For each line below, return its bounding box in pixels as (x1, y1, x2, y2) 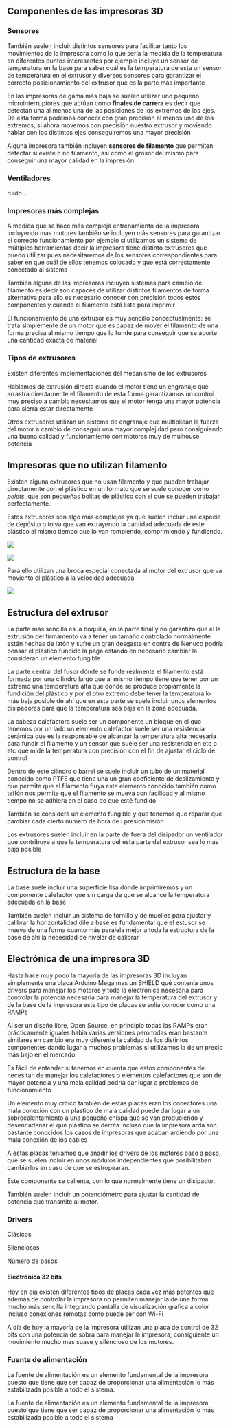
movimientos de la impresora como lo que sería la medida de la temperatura (7, 49, 222, 57)
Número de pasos (7, 1257, 58, 1265)
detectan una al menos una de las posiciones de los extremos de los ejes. (7, 106, 216, 114)
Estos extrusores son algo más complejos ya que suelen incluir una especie (7, 512, 221, 521)
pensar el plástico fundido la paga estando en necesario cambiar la (7, 647, 198, 656)
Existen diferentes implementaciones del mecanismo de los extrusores (7, 369, 207, 377)
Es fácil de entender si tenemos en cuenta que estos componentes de (7, 1063, 205, 1072)
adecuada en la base (7, 898, 67, 907)
